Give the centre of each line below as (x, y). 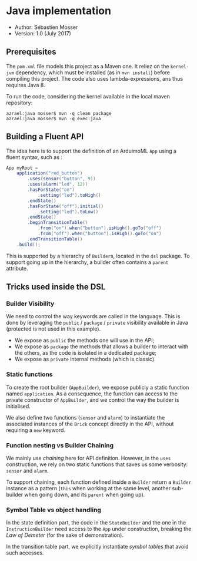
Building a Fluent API (45, 137)
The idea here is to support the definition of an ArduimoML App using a (91, 151)
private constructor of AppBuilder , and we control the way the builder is (93, 400)
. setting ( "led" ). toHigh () (69, 195)
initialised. (18, 406)
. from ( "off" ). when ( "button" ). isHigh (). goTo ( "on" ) (99, 234)
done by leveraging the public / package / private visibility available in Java (97, 323)
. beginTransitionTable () (58, 223)
